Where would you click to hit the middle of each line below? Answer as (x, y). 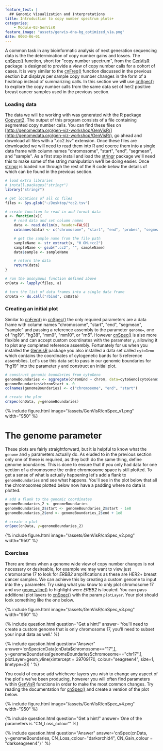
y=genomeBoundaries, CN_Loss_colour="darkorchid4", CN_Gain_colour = (79, 738)
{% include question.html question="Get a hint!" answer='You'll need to (77, 624)
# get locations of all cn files (39, 198)
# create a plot (21, 522)
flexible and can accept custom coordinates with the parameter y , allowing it (81, 340)
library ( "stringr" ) (25, 189)
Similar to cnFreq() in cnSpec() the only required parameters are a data (76, 319)
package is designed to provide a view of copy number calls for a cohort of (80, 66)
